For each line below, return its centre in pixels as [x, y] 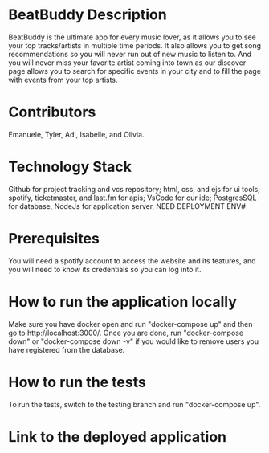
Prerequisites [54, 239]
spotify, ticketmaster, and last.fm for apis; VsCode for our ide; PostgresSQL [132, 198]
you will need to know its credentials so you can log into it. [105, 269]
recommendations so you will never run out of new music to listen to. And [130, 54]
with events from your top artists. [63, 80]
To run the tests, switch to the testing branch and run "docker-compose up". [134, 404]
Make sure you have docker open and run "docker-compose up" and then [130, 324]
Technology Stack [70, 167]
